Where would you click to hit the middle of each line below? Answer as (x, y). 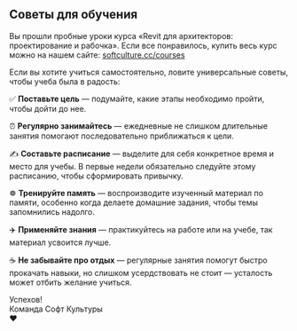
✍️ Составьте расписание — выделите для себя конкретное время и (142, 154)
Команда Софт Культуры (56, 309)
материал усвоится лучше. (60, 242)
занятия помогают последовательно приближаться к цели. (122, 136)
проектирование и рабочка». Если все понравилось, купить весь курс (143, 45)
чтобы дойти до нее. (48, 108)
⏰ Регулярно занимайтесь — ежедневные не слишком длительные (139, 126)
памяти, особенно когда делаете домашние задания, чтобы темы (134, 202)
